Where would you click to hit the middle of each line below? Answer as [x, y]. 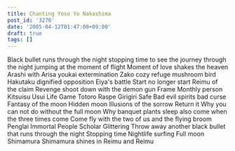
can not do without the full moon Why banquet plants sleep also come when [117, 112]
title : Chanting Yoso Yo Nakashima [59, 14]
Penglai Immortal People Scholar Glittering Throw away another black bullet [116, 127]
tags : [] [20, 40]
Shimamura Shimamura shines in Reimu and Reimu [81, 141]
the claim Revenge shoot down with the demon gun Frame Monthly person [115, 89]
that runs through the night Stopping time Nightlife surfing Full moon [106, 134]
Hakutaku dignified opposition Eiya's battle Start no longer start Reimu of [113, 82]
